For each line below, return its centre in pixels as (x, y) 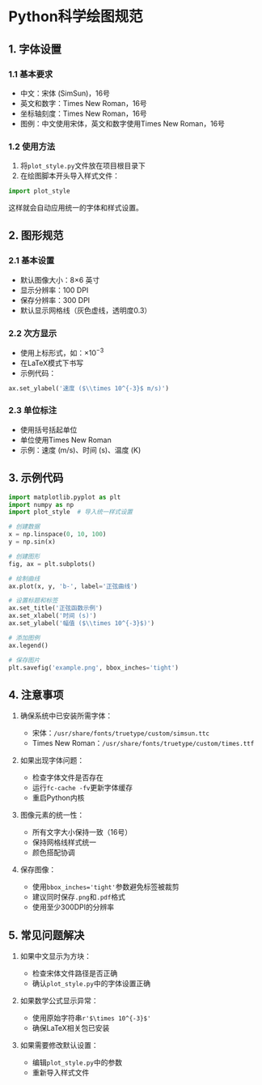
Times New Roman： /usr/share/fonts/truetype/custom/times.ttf (143, 743)
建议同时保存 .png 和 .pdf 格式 (78, 897)
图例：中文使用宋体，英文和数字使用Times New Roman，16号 (122, 123)
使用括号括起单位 (49, 429)
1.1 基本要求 (31, 74)
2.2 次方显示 (33, 333)
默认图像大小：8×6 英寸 (60, 279)
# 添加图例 (24, 638)
